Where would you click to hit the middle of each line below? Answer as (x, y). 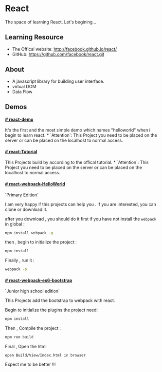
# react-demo (19, 119)
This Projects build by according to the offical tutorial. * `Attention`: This (77, 162)
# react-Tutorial (21, 151)
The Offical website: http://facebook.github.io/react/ (64, 49)
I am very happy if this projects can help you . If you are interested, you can (81, 204)
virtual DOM (24, 86)
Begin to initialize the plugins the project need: (52, 310)
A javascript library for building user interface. (58, 81)
